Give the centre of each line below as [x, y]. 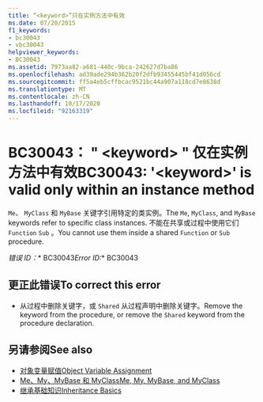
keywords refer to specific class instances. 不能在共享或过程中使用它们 [124, 222]
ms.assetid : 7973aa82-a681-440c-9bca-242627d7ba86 [93, 67]
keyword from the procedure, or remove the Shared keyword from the [132, 314]
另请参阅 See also [51, 350]
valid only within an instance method [131, 190]
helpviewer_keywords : [44, 52]
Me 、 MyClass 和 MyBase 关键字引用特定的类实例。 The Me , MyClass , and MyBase [132, 212]
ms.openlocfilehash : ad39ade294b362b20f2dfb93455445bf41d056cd [115, 74]
